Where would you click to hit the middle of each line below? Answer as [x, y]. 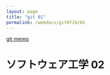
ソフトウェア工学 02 [55, 64]
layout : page [22, 11]
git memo [18, 39]
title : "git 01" [26, 17]
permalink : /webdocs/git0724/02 [46, 22]
